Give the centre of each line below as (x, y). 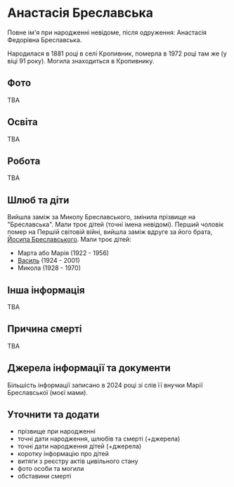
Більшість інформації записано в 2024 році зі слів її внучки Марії (105, 385)
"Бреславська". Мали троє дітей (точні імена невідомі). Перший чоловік (116, 225)
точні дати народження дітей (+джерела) (79, 446)
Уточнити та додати (53, 415)
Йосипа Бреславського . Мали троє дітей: (69, 240)
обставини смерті (44, 476)
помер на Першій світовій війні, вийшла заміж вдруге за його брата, (110, 232)
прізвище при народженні (57, 431)
